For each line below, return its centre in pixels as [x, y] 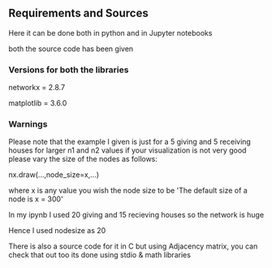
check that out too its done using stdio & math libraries [99, 255]
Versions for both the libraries [69, 70]
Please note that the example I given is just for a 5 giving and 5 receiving [130, 142]
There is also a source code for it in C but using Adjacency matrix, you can [133, 246]
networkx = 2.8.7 [37, 88]
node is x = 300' [36, 199]
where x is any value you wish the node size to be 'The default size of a [128, 191]
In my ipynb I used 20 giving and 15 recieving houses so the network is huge [136, 215]
